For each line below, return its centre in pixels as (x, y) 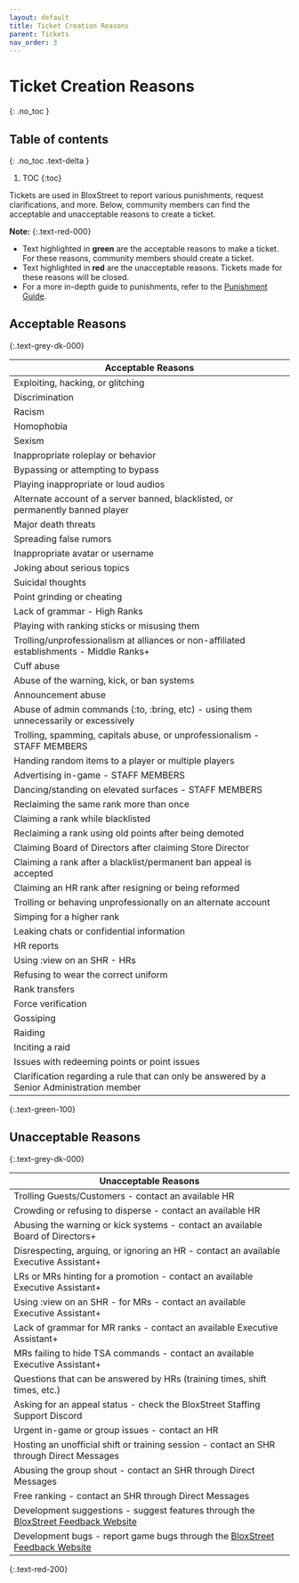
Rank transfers (44, 989)
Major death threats (55, 524)
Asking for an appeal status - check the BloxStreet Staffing (137, 1404)
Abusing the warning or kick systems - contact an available (138, 1224)
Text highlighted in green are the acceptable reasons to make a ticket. (150, 249)
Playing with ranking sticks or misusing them (107, 625)
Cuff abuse (37, 665)
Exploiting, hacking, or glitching (79, 383)
